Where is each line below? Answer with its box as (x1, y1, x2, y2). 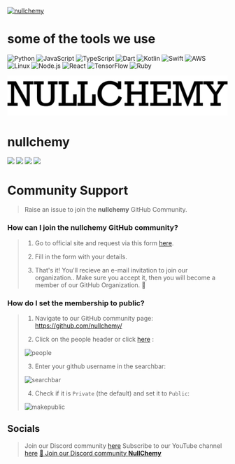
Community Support (7, 182, 129, 198)
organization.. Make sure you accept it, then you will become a (34, 273, 215, 282)
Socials (7, 423, 41, 435)
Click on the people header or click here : (34, 335, 154, 343)
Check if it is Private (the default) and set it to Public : (34, 389, 190, 398)
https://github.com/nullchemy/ (34, 321, 122, 330)
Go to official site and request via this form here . (34, 238, 174, 247)
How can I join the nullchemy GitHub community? (7, 223, 178, 233)
